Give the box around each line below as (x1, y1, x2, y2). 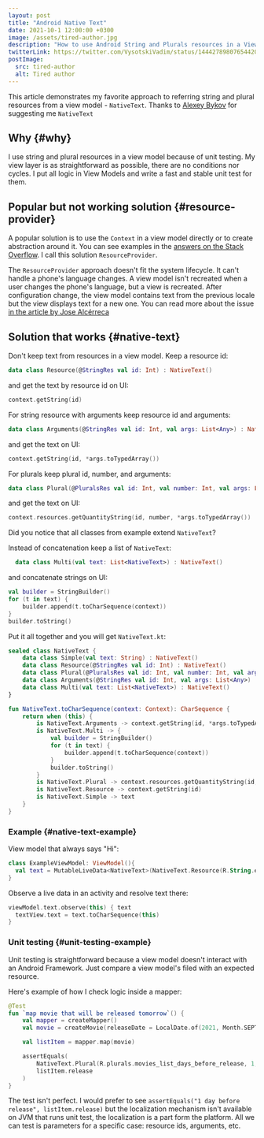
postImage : (8, 56, 44, 64)
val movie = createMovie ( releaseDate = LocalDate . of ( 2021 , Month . (22, 1024, 244, 1032)
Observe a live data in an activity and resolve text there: (8, 888, 189, 898)
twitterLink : (8, 48, 51, 56)
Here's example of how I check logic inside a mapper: (8, 987, 182, 996)
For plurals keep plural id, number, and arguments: (8, 469, 171, 478)
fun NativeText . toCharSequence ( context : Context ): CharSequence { (8, 705, 230, 713)
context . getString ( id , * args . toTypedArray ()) (8, 455, 159, 463)
